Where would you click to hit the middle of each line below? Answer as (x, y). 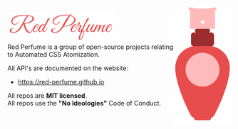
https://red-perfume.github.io (61, 82)
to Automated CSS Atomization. (54, 55)
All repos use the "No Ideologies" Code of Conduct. (84, 103)
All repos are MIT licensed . (47, 96)
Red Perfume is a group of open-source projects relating (90, 47)
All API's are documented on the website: (68, 68)
